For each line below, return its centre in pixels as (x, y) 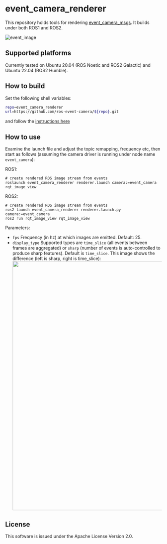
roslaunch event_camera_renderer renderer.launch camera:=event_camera (81, 183)
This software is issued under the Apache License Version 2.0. (69, 536)
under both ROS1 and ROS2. (34, 27)
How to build (25, 86)
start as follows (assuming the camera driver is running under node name (80, 154)
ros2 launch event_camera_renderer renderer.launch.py (63, 210)
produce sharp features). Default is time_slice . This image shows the (83, 253)
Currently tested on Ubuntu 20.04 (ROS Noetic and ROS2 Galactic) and (78, 65)
